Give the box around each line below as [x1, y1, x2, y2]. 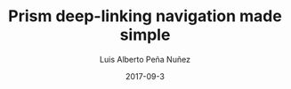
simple [119, 25, 171, 45]
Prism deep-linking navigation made [8, 6, 282, 26]
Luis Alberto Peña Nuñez [99, 54, 191, 64]
